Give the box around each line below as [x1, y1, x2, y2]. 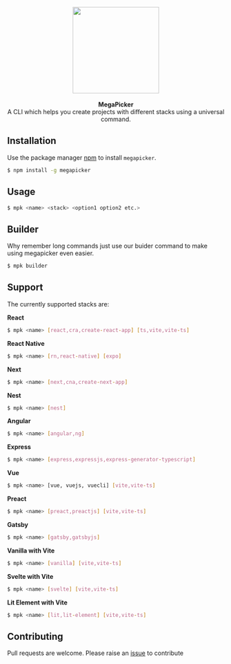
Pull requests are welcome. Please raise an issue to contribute [7, 649, 184, 657]
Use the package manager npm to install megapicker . [7, 153, 157, 162]
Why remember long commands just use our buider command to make [7, 242, 208, 250]
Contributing [7, 630, 63, 643]
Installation [7, 135, 57, 147]
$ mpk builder [7, 263, 48, 270]
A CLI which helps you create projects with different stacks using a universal [7, 108, 225, 116]
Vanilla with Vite [7, 546, 55, 555]
